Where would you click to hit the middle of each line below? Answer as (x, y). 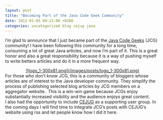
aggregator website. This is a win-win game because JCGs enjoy (72, 92)
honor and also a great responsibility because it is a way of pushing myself (81, 56)
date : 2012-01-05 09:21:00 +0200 (39, 21)
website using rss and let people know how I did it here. (61, 112)
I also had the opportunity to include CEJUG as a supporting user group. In (81, 102)
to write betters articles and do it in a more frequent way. (63, 61)
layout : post (18, 10)
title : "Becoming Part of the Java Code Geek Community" (65, 15)
